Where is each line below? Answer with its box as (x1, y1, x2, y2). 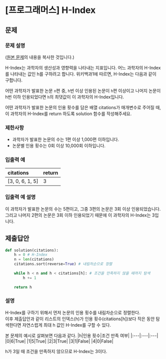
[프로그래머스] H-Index (5, 4, 96, 16)
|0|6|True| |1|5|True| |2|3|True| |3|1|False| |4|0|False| (5, 338, 114, 344)
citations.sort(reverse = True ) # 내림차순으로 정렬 (14, 262, 112, 267)
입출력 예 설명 (5, 194, 36, 201)
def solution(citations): (5, 248, 58, 253)
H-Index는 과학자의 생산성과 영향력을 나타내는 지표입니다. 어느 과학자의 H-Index (5, 65, 161, 71)
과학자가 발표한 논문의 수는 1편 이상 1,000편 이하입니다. (12, 137, 119, 143)
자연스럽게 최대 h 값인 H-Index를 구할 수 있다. (22, 322, 111, 328)
